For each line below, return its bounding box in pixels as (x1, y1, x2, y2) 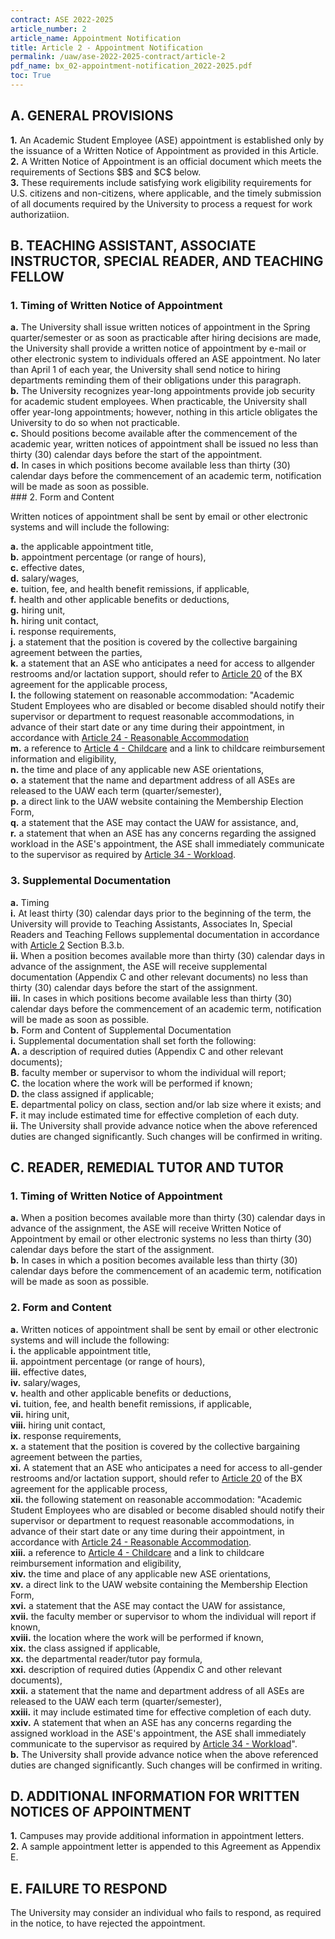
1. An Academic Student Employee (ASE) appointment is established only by (10, 134, 325, 146)
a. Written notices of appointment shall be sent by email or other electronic (10, 1323, 319, 1335)
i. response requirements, (10, 626, 117, 638)
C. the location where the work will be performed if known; (10, 1077, 253, 1089)
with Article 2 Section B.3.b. (10, 939, 125, 951)
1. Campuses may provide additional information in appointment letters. (10, 1830, 305, 1842)
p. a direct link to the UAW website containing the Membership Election (10, 796, 304, 808)
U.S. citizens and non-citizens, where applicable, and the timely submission (10, 187, 322, 199)
